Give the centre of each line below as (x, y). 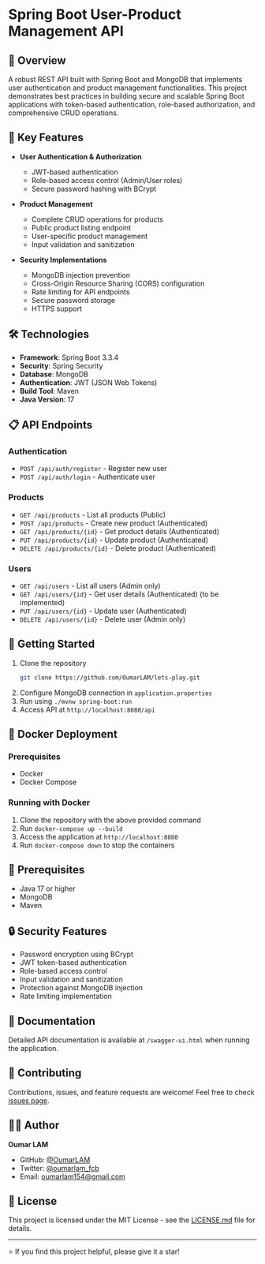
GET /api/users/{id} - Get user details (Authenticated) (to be (119, 594)
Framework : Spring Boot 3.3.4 (69, 357)
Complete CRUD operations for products (97, 219)
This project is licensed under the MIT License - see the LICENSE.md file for (132, 1220)
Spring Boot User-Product (95, 15)
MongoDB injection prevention (81, 275)
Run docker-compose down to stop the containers (97, 845)
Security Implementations (63, 260)
